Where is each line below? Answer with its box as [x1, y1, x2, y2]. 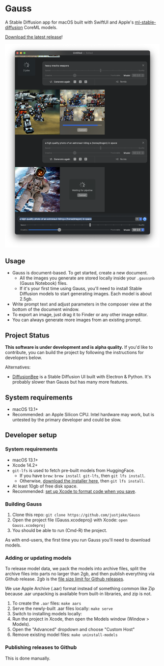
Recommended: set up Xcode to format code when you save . [12, 488, 137, 494]
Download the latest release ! [5, 34, 63, 40]
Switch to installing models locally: [12, 611, 82, 617]
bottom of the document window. [12, 306, 80, 312]
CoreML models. [24, 24, 57, 30]
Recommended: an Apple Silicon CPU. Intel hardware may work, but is [12, 412, 155, 418]
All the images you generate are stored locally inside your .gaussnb [19, 275, 155, 281]
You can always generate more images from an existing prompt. [12, 317, 142, 323]
